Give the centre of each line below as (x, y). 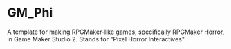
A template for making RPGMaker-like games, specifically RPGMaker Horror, (116, 32)
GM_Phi (30, 13)
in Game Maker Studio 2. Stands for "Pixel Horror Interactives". (97, 39)
